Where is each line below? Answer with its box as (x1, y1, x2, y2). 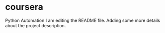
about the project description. (5, 22, 66, 28)
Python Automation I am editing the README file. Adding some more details (5, 17, 161, 23)
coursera (5, 1, 44, 13)
